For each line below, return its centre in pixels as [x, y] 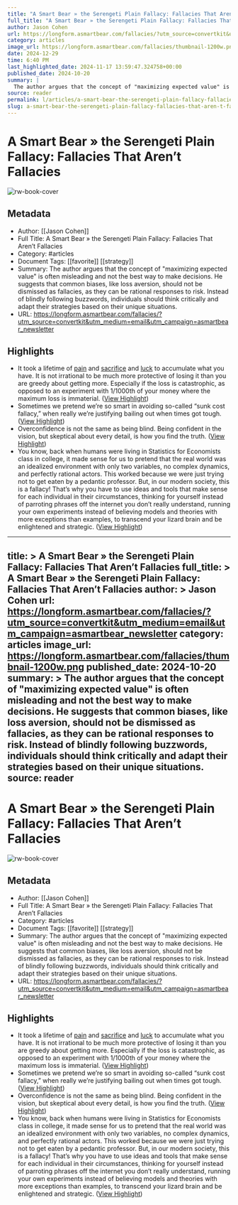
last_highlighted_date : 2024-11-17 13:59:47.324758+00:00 [95, 67]
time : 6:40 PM [28, 60]
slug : [15, 107]
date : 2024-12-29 [33, 54]
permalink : [23, 100]
